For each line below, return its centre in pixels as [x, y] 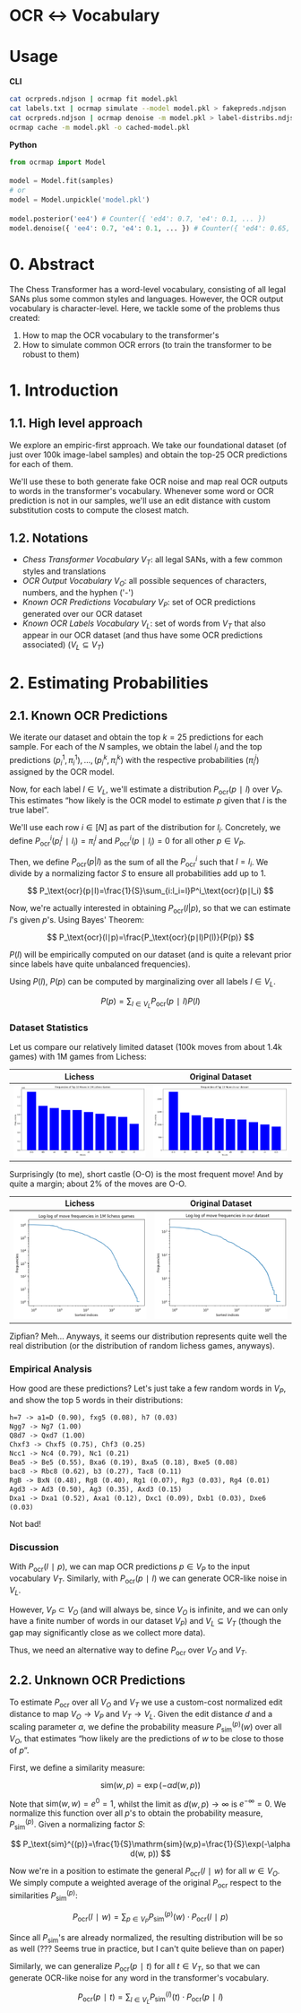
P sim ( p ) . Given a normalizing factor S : [77, 1825]
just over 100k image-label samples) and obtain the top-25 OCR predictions [149, 455]
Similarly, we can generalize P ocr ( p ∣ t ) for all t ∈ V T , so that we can [135, 1967]
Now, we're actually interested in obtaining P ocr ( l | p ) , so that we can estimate [150, 909]
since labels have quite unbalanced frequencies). [100, 964]
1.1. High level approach [76, 424]
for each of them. [41, 464]
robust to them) [51, 354]
